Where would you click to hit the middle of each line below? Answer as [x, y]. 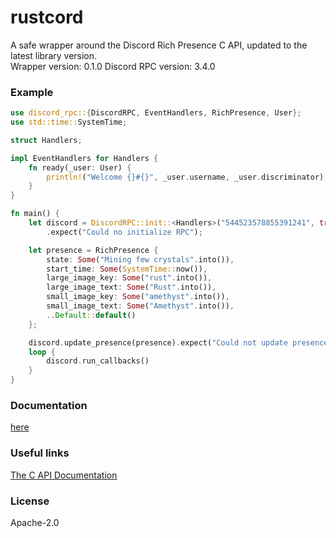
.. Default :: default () [91, 315]
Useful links [40, 453]
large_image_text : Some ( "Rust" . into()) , [131, 287]
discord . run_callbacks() [98, 361]
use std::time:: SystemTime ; [69, 122]
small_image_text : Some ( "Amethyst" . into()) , [140, 306]
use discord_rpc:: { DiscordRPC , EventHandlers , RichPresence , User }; [156, 113]
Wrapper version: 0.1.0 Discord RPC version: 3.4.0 [113, 66]
